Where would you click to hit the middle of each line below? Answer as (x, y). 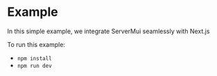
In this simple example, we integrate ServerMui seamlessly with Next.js (108, 31)
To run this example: (36, 44)
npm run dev (34, 66)
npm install (34, 58)
